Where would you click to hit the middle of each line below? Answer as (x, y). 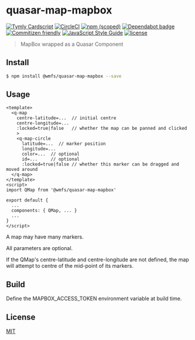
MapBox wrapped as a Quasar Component (72, 44)
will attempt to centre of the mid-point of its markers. (70, 266)
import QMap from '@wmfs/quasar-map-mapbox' (61, 190)
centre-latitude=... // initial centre (66, 118)
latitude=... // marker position (64, 144)
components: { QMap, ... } (44, 211)
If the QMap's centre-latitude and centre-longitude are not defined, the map (97, 260)
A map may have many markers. (45, 237)
